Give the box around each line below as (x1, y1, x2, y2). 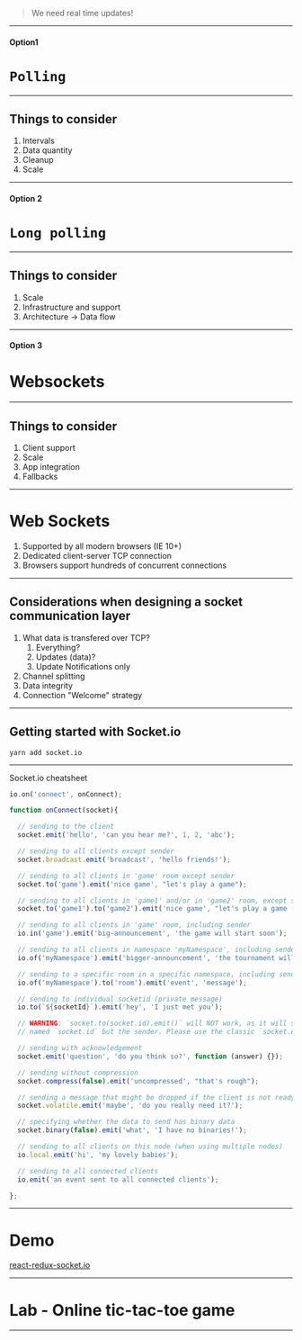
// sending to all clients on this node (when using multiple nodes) (17, 1142, 283, 1151)
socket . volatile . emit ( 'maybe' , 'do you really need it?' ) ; (17, 1102, 244, 1111)
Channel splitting (22, 670, 85, 681)
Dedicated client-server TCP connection (22, 550, 173, 561)
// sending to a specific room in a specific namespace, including (17, 969, 276, 979)
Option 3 (9, 340, 43, 351)
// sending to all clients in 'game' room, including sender (17, 921, 252, 930)
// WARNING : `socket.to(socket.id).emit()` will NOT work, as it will (17, 1019, 288, 1029)
